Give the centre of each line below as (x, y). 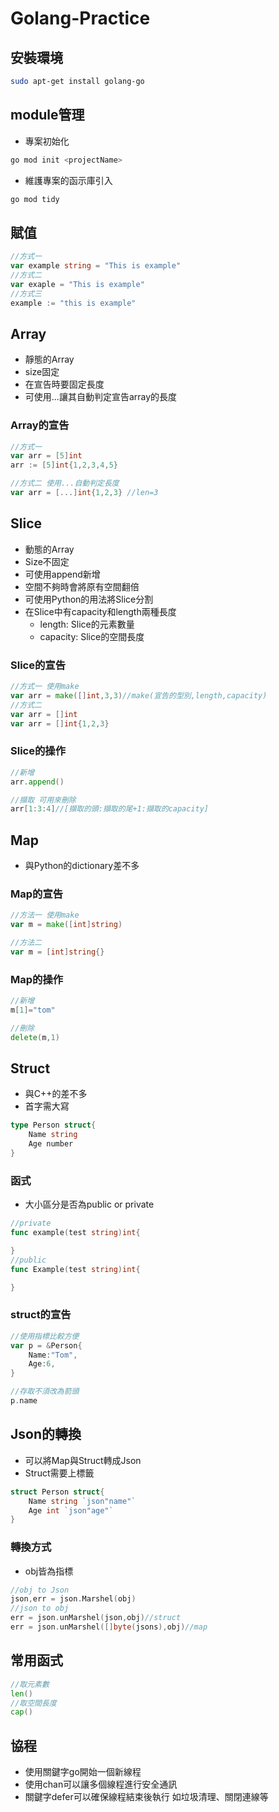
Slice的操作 (38, 751)
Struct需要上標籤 (59, 1473)
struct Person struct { (57, 1492)
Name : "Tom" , (53, 1355)
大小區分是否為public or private (89, 1204)
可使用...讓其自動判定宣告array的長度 (101, 397)
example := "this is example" (73, 303)
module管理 (47, 115)
